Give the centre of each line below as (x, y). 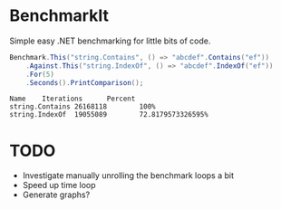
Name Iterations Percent (73, 99)
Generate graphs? (56, 195)
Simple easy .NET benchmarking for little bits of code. (110, 41)
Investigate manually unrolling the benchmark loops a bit (128, 176)
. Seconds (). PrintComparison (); (85, 82)
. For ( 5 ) (40, 74)
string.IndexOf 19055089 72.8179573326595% (109, 115)
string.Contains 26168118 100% (82, 107)
